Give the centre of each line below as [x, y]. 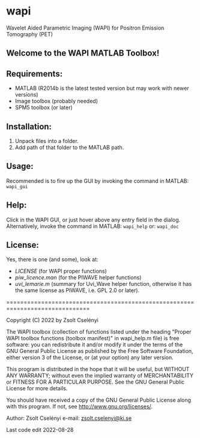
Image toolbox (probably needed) [56, 101]
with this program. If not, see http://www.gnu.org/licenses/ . [80, 407]
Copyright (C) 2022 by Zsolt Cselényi [53, 320]
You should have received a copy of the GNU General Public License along [98, 400]
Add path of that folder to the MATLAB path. [69, 147]
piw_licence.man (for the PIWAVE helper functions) [78, 278]
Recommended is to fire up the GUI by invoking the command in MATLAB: [98, 181]
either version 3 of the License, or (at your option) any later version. [90, 358]
